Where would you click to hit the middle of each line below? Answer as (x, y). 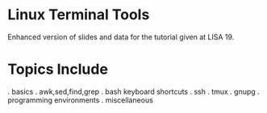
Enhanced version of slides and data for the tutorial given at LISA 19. (121, 37)
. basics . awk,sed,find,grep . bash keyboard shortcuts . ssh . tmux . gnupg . (133, 91)
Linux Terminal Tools (79, 15)
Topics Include (58, 69)
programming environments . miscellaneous (81, 100)
